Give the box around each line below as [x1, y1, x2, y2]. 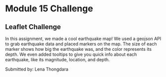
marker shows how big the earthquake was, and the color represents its [5, 46, 152, 52]
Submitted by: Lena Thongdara [5, 66, 68, 72]
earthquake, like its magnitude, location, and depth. [5, 57, 110, 62]
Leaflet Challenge [5, 23, 61, 31]
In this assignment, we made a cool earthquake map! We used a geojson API [5, 36, 162, 41]
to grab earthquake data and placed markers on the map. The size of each [5, 41, 157, 47]
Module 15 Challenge [5, 3, 93, 14]
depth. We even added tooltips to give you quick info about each [5, 51, 137, 57]
